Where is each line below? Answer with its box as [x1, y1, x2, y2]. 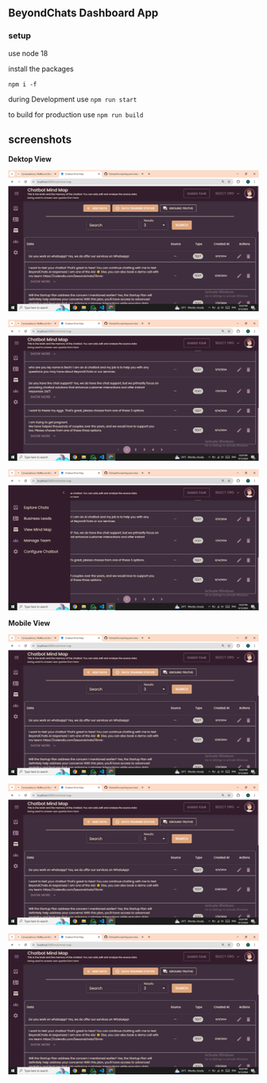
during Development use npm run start [8, 94, 137, 104]
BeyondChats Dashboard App [8, 6, 159, 20]
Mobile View [8, 618, 50, 628]
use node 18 [8, 48, 48, 58]
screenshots [8, 133, 72, 147]
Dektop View [8, 154, 52, 163]
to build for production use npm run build [8, 109, 144, 119]
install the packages [8, 64, 74, 73]
